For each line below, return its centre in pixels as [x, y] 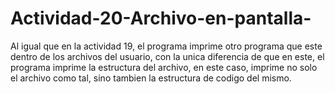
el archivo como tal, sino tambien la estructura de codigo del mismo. [151, 78]
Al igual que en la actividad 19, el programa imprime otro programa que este [166, 46]
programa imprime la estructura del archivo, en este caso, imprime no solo [164, 67]
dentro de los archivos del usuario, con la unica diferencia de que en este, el [167, 56]
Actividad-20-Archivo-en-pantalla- [161, 18]
